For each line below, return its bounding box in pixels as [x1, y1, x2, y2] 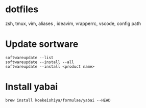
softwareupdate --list [5, 55, 54, 60]
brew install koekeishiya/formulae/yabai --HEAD [5, 98, 111, 103]
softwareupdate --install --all [5, 60, 74, 65]
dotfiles [5, 4, 39, 15]
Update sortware [5, 38, 79, 50]
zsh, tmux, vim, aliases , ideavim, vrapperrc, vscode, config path [5, 20, 141, 26]
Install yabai [5, 81, 58, 93]
